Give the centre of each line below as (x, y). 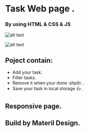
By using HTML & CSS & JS (38, 24)
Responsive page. (33, 106)
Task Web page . (40, 9)
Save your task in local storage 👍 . (47, 89)
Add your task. (27, 72)
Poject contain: (29, 60)
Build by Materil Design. (43, 123)
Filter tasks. (24, 78)
